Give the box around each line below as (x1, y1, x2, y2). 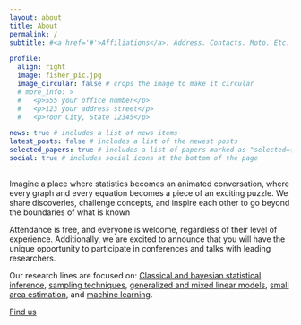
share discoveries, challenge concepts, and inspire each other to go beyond (9, 197, 290, 208)
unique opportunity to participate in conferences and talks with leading (9, 243, 271, 253)
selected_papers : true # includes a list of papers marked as (9, 145, 246, 155)
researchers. (9, 252, 56, 263)
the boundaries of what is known (9, 207, 131, 218)
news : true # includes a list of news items (9, 129, 178, 138)
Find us (9, 306, 38, 317)
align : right (17, 63, 66, 72)
